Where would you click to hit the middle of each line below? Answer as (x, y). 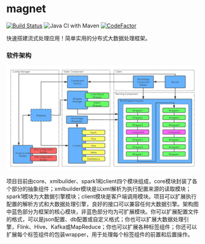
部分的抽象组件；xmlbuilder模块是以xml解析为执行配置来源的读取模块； (101, 189)
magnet (26, 9)
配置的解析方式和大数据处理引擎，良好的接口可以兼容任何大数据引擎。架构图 (103, 204)
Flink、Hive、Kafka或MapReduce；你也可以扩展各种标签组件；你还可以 (107, 227)
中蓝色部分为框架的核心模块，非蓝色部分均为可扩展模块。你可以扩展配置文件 (103, 212)
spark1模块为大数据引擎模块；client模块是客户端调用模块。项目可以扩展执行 (102, 197)
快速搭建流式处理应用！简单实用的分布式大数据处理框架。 (78, 38)
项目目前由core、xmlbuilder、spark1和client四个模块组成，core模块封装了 (99, 181)
